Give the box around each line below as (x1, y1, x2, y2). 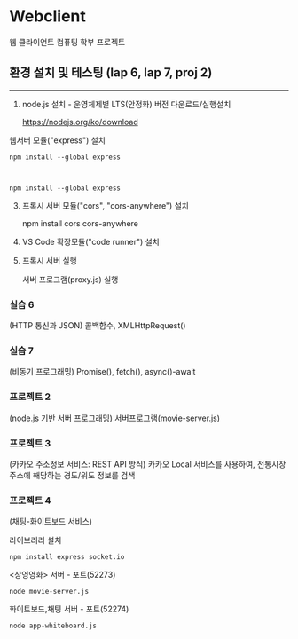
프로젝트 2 (9, 390, 51, 403)
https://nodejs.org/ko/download (21, 116, 139, 127)
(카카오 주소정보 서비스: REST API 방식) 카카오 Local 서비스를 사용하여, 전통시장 (9, 459, 286, 469)
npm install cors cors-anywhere (21, 217, 139, 228)
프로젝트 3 (9, 437, 51, 449)
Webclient (9, 6, 87, 27)
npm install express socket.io (9, 553, 125, 562)
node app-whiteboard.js (9, 621, 98, 631)
